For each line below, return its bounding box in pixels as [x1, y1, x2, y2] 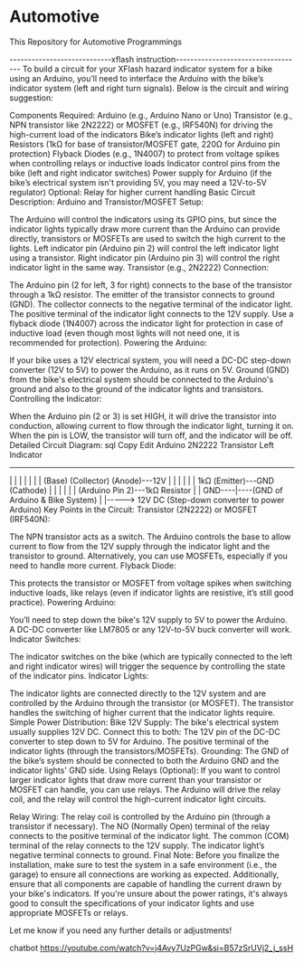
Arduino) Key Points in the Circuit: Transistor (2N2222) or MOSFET [9, 504, 258, 515]
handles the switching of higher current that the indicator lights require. [9, 707, 276, 718]
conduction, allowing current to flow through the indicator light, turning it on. [9, 420, 294, 431]
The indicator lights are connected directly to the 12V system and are [9, 688, 267, 699]
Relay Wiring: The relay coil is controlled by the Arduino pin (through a [9, 811, 271, 822]
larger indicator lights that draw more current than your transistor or [9, 774, 262, 785]
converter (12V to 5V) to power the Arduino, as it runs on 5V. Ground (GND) [9, 364, 290, 375]
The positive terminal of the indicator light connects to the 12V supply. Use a [9, 308, 294, 319]
